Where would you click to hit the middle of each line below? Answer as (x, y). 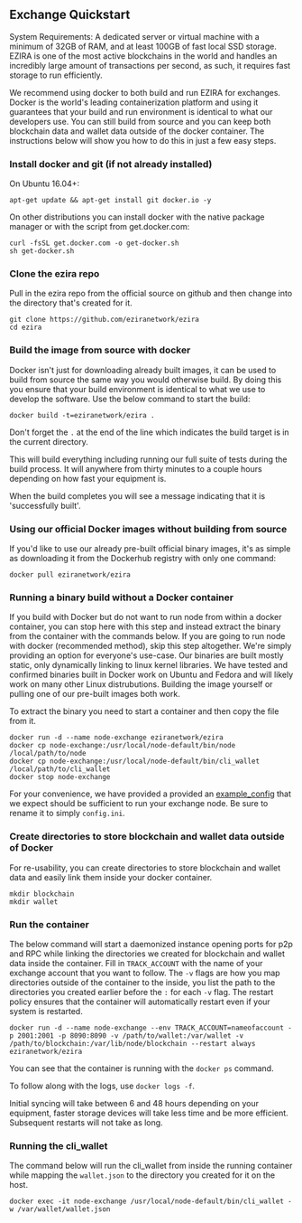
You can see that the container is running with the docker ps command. (142, 1068)
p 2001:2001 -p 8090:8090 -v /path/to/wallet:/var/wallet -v (127, 1035)
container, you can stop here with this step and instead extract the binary (145, 626)
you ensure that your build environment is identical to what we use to (137, 389)
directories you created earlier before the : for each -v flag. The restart (142, 992)
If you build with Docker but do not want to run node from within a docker (146, 617)
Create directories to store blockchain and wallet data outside (147, 837)
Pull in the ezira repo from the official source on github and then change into (151, 294)
